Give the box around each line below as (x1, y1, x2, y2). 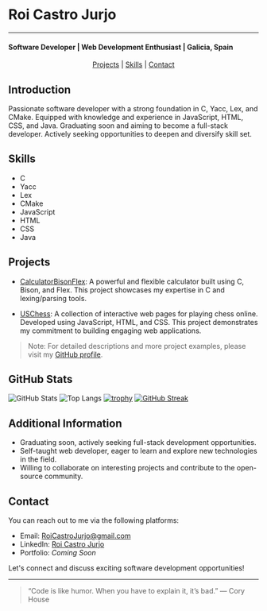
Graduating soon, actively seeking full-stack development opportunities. (19, 438, 257, 447)
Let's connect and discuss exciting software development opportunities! (8, 563, 245, 573)
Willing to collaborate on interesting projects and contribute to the (19, 463, 235, 473)
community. (44, 471, 83, 481)
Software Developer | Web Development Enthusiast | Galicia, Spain (8, 42, 234, 52)
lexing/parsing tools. (19, 293, 87, 303)
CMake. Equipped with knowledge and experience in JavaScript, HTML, (8, 112, 244, 122)
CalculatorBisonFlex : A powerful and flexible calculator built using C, (19, 276, 245, 286)
